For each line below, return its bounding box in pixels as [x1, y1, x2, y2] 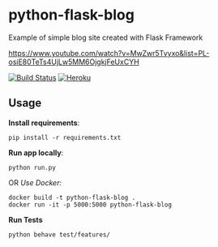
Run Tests [8, 214, 43, 224]
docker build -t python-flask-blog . [8, 193, 136, 201]
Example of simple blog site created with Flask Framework [8, 32, 203, 42]
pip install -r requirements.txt [8, 133, 122, 141]
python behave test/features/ [8, 230, 111, 239]
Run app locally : [8, 148, 64, 158]
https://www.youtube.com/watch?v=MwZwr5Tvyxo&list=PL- [8, 48, 210, 58]
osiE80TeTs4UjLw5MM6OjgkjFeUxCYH [8, 57, 139, 67]
